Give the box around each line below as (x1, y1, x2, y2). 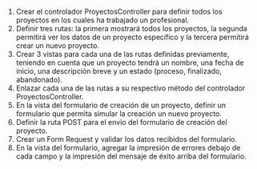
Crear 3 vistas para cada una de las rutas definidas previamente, (15, 50, 230, 58)
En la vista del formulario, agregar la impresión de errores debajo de (15, 143, 241, 152)
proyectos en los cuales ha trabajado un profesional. (15, 15, 190, 25)
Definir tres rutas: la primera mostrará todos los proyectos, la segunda (15, 24, 248, 33)
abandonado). (15, 75, 62, 84)
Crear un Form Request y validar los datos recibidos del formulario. (15, 135, 238, 143)
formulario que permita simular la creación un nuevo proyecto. (15, 109, 223, 119)
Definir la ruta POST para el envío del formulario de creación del (15, 118, 227, 127)
